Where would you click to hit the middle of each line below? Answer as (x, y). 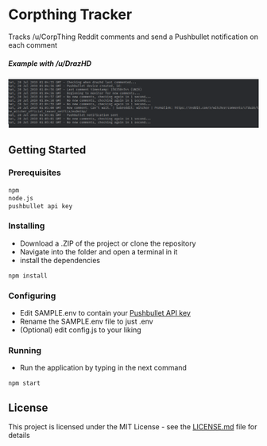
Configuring (32, 296)
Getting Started (47, 150)
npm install (28, 276)
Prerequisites (35, 173)
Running (25, 351)
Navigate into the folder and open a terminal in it (99, 251)
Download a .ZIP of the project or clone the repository (108, 243)
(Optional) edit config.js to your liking (80, 330)
